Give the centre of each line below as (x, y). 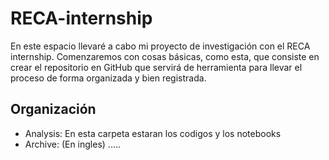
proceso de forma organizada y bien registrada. (108, 78)
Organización (53, 109)
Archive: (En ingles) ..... (73, 144)
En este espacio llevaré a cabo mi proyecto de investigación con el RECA (160, 46)
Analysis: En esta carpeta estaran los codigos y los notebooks (153, 133)
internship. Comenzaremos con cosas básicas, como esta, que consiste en (165, 56)
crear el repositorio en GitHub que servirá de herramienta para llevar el (156, 67)
